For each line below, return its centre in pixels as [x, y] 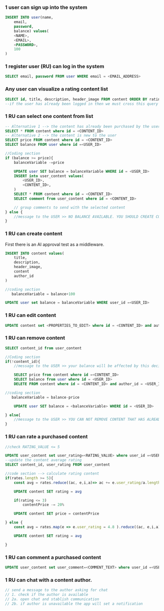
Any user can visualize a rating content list [57, 89]
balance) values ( [31, 31]
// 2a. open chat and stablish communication [52, 599]
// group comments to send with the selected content [70, 207]
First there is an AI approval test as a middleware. [55, 244]
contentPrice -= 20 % [43, 505]
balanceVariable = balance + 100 [43, 294]
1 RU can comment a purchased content [53, 557]
